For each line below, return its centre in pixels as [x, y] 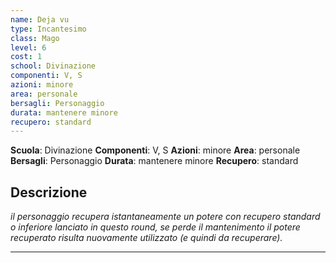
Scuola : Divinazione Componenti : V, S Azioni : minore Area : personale [155, 150]
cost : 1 [26, 57]
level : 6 [28, 47]
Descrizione [49, 192]
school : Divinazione [53, 66]
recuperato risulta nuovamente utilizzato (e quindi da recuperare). [146, 238]
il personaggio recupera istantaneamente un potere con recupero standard [165, 217]
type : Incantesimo [48, 29]
